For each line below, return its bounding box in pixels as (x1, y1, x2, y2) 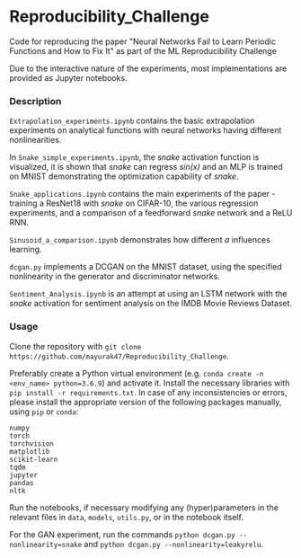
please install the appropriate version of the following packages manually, (9, 396, 282, 407)
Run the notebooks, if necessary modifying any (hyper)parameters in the (9, 501, 279, 513)
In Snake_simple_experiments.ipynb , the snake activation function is (9, 152, 260, 163)
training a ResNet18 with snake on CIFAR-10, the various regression (9, 198, 259, 208)
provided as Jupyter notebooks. (9, 72, 128, 83)
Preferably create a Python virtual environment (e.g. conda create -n (9, 368, 264, 378)
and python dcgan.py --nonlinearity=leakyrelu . (84, 538, 263, 549)
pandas (9, 478, 34, 487)
